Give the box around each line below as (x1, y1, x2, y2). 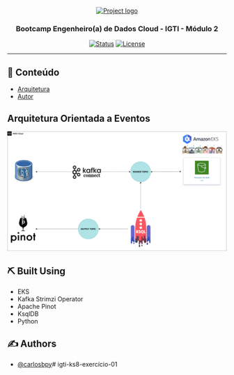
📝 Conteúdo (7, 66, 60, 78)
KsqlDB (17, 310, 39, 318)
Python (17, 317, 38, 325)
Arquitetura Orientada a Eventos (7, 112, 151, 125)
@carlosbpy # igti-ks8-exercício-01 (17, 360, 118, 368)
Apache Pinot (17, 302, 56, 310)
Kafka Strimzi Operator (17, 294, 84, 303)
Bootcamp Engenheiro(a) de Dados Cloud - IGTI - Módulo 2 (15, 24, 219, 33)
